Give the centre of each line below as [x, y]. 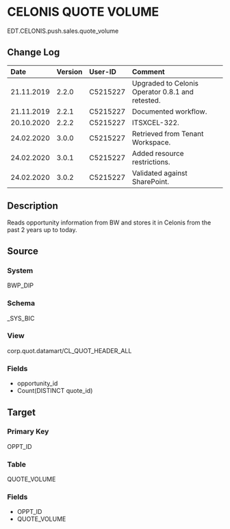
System [20, 270]
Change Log [34, 52]
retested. [146, 100]
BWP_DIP [21, 285]
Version [69, 71]
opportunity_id [37, 383]
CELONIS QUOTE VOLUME [83, 12]
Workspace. [152, 142]
